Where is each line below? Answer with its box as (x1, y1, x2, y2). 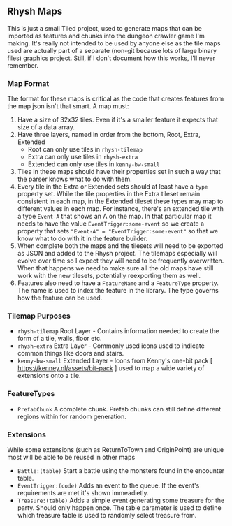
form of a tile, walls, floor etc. (17, 335, 103, 343)
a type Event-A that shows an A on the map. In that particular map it (17, 212, 212, 221)
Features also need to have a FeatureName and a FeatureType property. (17, 279, 219, 287)
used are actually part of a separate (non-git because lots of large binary (7, 46, 217, 54)
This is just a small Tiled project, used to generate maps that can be (7, 24, 203, 32)
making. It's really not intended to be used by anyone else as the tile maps (7, 38, 221, 48)
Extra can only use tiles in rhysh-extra (27, 153, 138, 161)
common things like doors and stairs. (17, 349, 124, 358)
